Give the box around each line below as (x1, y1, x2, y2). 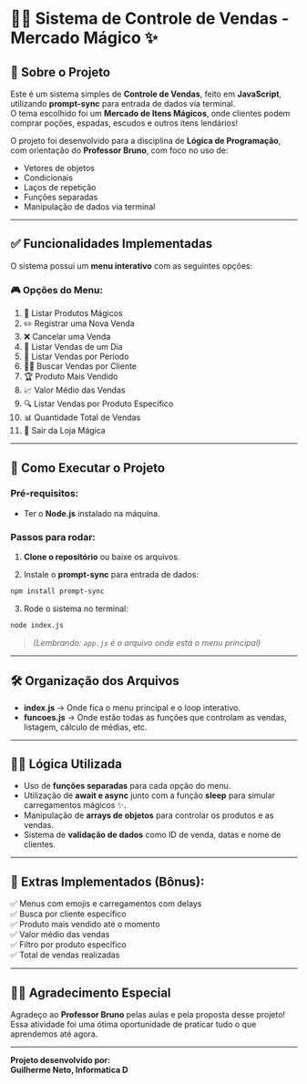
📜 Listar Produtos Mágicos (23, 308, 123, 319)
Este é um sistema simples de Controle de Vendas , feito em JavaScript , (10, 88, 281, 99)
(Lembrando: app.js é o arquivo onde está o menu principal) (32, 637, 261, 648)
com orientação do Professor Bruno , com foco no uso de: (10, 145, 229, 156)
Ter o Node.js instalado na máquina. (23, 507, 160, 518)
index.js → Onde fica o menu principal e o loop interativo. (23, 701, 240, 713)
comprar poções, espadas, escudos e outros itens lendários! (10, 118, 239, 128)
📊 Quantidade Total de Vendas (23, 412, 141, 423)
